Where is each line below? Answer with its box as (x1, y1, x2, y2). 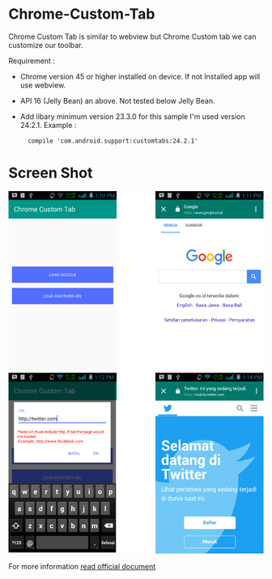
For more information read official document (8, 561, 156, 571)
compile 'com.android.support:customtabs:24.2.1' (28, 137, 198, 145)
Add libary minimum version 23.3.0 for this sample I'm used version (19, 111, 245, 121)
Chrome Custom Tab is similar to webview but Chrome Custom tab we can (8, 32, 257, 41)
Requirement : (8, 56, 55, 66)
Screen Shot (8, 164, 93, 182)
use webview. (19, 80, 66, 90)
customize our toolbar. (8, 40, 83, 49)
